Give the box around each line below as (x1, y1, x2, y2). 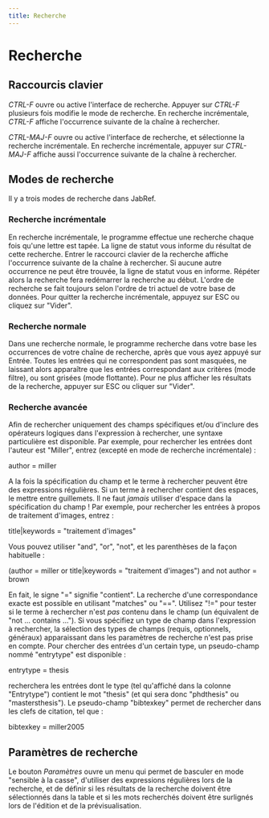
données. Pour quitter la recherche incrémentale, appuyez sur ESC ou (8, 292, 240, 301)
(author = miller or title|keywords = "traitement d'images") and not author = (8, 566, 258, 575)
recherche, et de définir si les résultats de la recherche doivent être (8, 784, 231, 794)
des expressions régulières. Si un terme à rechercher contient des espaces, (8, 485, 259, 495)
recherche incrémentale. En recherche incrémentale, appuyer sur (8, 141, 225, 150)
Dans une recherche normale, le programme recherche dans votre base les (8, 339, 257, 349)
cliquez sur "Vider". (8, 301, 73, 310)
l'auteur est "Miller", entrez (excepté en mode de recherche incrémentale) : (8, 445, 257, 455)
